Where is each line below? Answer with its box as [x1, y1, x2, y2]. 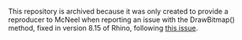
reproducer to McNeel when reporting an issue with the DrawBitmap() [8, 15, 235, 24]
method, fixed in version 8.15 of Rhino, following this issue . [8, 24, 199, 32]
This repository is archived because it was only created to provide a [8, 7, 229, 16]
